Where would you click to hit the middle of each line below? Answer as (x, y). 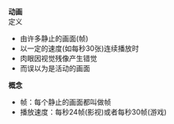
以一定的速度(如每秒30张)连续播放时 (79, 48)
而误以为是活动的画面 (55, 68)
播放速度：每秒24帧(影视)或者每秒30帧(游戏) (93, 112)
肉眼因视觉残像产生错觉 (58, 58)
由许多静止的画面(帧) (54, 39)
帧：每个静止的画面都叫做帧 (65, 102)
